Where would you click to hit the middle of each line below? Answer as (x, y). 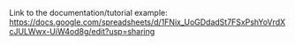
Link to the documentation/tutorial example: (88, 13)
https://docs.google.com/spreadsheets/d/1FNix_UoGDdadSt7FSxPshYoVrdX (147, 22)
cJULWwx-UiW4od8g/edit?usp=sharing (82, 31)
